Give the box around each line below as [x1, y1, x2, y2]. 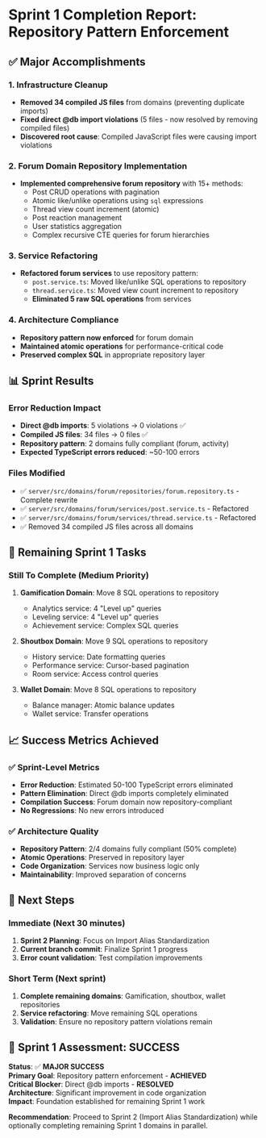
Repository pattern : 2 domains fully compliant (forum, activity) [19, 439, 230, 448]
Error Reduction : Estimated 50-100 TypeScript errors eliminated [19, 780, 234, 790]
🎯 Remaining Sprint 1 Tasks [8, 546, 147, 560]
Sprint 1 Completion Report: [8, 6, 197, 24]
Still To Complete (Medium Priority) [8, 570, 149, 582]
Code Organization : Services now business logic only [19, 861, 200, 871]
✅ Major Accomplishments [8, 55, 147, 69]
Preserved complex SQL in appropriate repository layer [19, 349, 206, 360]
